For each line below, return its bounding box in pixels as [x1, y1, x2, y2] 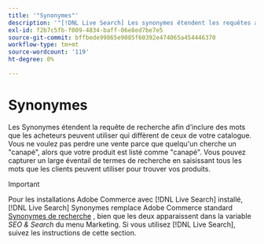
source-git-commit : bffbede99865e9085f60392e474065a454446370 [8, 33, 216, 42]
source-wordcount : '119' [8, 48, 90, 56]
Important [8, 179, 40, 189]
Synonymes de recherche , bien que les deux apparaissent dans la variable [8, 211, 251, 220]
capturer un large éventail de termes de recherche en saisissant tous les [8, 155, 242, 165]
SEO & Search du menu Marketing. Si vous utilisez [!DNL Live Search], [8, 220, 236, 229]
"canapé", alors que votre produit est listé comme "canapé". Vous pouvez [8, 147, 246, 157]
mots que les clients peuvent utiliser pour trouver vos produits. [8, 164, 211, 173]
